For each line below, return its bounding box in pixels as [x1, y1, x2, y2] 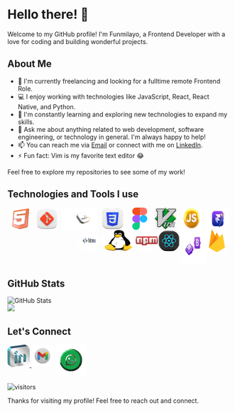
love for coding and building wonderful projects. [7, 37, 148, 45]
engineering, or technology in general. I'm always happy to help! [17, 133, 206, 141]
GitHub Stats [7, 277, 65, 289]
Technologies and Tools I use [7, 188, 139, 201]
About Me [7, 58, 52, 70]
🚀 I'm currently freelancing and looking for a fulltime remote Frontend [17, 77, 221, 85]
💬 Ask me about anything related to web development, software [17, 125, 204, 133]
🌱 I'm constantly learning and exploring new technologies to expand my [17, 110, 228, 118]
